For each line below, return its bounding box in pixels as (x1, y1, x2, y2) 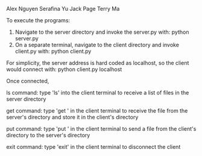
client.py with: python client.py (14, 48, 92, 55)
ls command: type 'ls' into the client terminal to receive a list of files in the (6, 89, 189, 96)
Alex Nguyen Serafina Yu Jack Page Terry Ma (6, 5, 120, 12)
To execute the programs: (6, 17, 71, 23)
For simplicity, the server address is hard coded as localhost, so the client (6, 60, 189, 66)
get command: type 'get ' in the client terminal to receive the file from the (6, 107, 188, 114)
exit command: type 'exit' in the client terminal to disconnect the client (6, 143, 181, 150)
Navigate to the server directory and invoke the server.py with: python (14, 28, 189, 36)
